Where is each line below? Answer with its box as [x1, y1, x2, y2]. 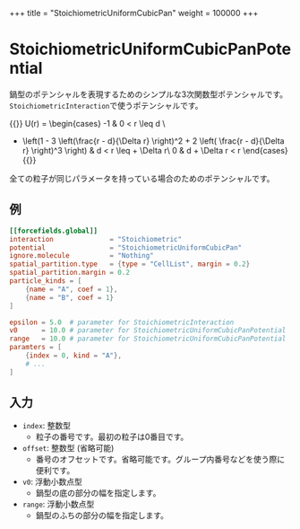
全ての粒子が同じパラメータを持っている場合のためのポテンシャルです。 [9, 172, 275, 183]
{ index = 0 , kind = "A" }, [25, 351, 123, 360]
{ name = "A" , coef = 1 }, [25, 285, 118, 294]
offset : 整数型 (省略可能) [21, 443, 115, 454]
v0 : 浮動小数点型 [21, 476, 83, 488]
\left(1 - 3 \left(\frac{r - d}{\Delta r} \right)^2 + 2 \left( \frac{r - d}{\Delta [21, 135, 285, 146]
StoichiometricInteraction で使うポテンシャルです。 [9, 100, 203, 110]
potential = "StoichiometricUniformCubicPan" [9, 242, 243, 252]
